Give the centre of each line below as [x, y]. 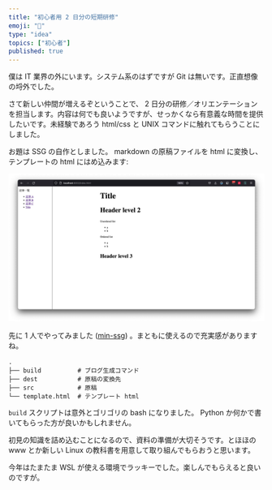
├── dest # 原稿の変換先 [65, 380]
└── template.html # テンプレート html [74, 397]
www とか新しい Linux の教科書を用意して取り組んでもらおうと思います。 [132, 450]
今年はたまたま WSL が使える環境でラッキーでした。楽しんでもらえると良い [135, 467]
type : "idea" [30, 34]
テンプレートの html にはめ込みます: [69, 161]
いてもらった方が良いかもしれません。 [72, 423]
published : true [36, 52]
